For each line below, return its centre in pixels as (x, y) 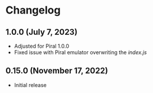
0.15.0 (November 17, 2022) (57, 71)
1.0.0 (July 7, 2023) (42, 32)
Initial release (30, 85)
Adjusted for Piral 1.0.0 (41, 46)
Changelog (33, 10)
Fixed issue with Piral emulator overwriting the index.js (80, 52)
